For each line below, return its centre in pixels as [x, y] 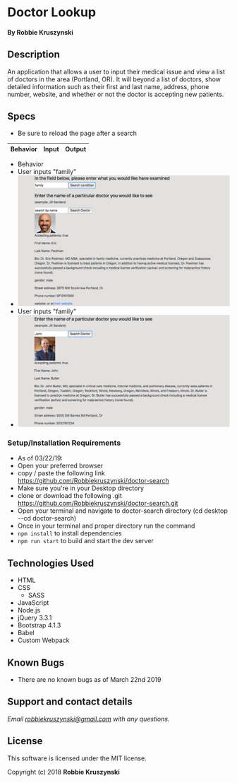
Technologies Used [50, 563]
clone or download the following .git [69, 496]
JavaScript [33, 603]
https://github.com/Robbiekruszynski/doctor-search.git [98, 504]
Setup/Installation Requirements [64, 443]
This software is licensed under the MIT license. [77, 758]
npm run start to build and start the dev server [85, 541]
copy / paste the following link [61, 473]
